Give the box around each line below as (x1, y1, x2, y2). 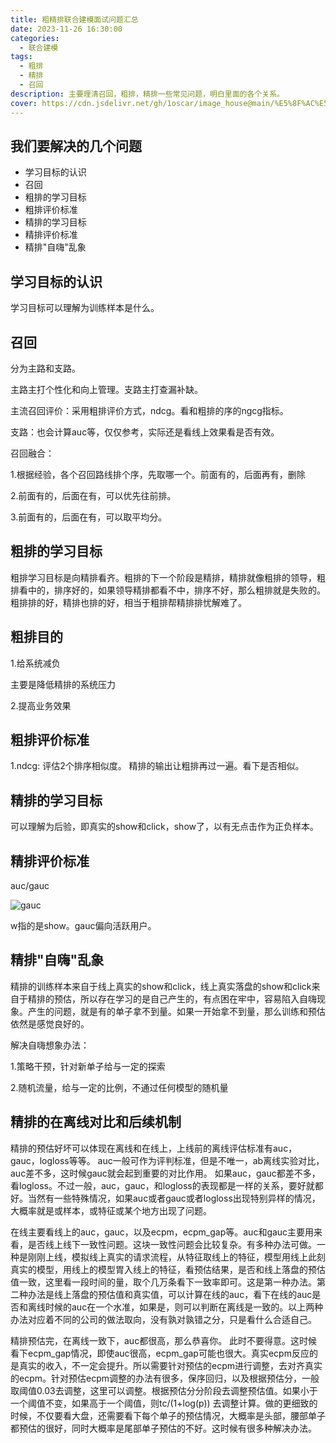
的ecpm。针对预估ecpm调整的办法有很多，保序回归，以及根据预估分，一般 (10, 1372, 320, 1384)
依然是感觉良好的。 (10, 1017, 90, 1030)
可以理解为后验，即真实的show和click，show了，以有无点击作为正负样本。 (10, 821, 319, 833)
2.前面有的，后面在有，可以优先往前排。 (10, 489, 177, 501)
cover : (10, 98, 38, 108)
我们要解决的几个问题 (10, 137, 142, 155)
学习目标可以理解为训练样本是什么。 (10, 302, 160, 314)
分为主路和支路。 (10, 362, 81, 374)
